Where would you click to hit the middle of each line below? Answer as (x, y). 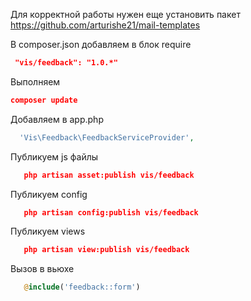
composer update (44, 100)
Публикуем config (49, 194)
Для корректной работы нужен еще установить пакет (125, 14)
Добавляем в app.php (57, 119)
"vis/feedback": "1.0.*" (66, 63)
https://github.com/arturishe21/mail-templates (105, 25)
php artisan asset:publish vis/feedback (109, 175)
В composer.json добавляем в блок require (101, 44)
